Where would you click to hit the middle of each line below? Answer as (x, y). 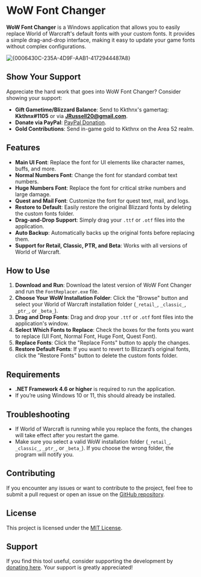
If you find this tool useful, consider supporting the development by (90, 561)
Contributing (31, 473)
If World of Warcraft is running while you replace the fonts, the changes (104, 429)
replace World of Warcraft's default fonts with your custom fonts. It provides (101, 33)
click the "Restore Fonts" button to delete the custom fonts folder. (96, 355)
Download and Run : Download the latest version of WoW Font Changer (103, 285)
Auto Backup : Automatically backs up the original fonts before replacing (105, 232)
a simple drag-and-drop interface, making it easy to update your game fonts (101, 40)
